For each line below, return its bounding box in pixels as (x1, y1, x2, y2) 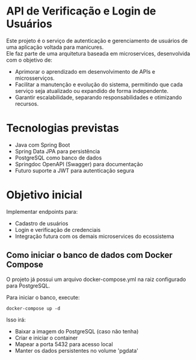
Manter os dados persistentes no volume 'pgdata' (14, 347, 138, 354)
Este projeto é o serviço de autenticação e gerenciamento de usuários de (6, 37, 188, 44)
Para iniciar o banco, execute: (6, 294, 80, 301)
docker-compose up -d (6, 305, 61, 312)
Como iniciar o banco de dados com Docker (6, 250, 173, 260)
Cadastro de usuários (14, 219, 69, 227)
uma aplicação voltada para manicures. (6, 43, 104, 51)
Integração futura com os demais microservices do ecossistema (14, 233, 174, 240)
